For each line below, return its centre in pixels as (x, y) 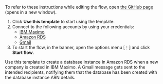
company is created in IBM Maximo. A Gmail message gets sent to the (75, 67)
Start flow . (23, 52)
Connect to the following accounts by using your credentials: (73, 27)
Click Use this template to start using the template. (63, 22)
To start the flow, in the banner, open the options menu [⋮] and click (81, 47)
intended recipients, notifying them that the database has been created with (81, 72)
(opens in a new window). (31, 12)
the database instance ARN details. (40, 77)
